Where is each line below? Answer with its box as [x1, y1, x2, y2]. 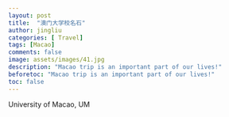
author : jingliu [8, 26, 62, 34]
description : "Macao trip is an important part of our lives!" [8, 63, 223, 71]
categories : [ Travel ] [8, 33, 83, 42]
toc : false [8, 77, 45, 85]
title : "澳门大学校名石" [8, 19, 86, 27]
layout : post [8, 11, 52, 20]
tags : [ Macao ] [8, 41, 56, 49]
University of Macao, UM [8, 100, 90, 109]
